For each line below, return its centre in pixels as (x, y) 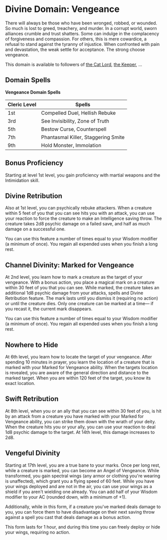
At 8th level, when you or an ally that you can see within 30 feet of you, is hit (83, 411)
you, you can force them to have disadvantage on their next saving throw (80, 512)
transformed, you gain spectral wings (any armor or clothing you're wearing (83, 476)
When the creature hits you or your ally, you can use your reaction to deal (80, 427)
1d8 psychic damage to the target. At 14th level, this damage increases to (80, 432)
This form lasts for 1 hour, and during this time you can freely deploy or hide (83, 527)
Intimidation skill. (22, 180)
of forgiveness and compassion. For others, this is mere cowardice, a (76, 39)
